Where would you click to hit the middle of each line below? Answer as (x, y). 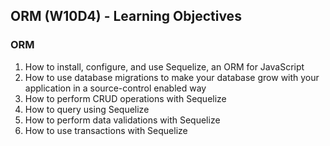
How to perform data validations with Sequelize (122, 120)
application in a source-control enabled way (115, 88)
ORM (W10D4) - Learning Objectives (126, 16)
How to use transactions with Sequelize (106, 130)
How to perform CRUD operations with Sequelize (125, 98)
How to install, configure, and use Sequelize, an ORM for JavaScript (164, 66)
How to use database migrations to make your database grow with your (172, 77)
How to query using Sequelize (87, 109)
